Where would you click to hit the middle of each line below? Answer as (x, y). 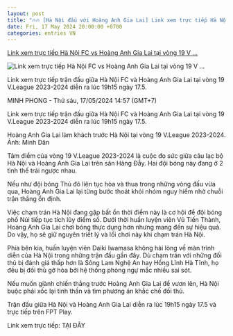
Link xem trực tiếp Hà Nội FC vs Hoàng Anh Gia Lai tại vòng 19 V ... (103, 53)
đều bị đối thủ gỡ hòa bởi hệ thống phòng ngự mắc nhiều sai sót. (100, 270)
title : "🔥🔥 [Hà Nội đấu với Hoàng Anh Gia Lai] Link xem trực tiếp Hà (112, 20)
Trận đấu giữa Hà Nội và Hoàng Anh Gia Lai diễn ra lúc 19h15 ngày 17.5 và (112, 305)
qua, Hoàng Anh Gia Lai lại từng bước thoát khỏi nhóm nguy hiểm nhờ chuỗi (115, 191)
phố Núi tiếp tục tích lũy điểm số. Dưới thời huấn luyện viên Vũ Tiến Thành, (114, 220)
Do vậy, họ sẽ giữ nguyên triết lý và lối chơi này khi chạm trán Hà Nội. (106, 234)
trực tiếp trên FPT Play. (40, 312)
